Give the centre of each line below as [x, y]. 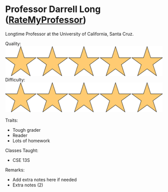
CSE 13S [21, 160]
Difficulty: [15, 79]
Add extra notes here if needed [44, 179]
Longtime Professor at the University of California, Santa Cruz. [69, 34]
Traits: [12, 120]
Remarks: [15, 170]
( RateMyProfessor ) [46, 20]
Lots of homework [31, 140]
